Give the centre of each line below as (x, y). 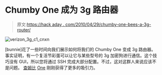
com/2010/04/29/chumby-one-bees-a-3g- (108, 24)
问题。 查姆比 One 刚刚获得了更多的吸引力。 (53, 67)
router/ (24, 30)
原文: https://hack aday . (40, 24)
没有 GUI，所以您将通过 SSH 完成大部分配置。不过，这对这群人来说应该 (81, 61)
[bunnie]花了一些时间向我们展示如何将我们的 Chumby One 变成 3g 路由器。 (81, 49)
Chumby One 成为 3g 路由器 (62, 10)
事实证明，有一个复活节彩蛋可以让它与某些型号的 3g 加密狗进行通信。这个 (79, 55)
